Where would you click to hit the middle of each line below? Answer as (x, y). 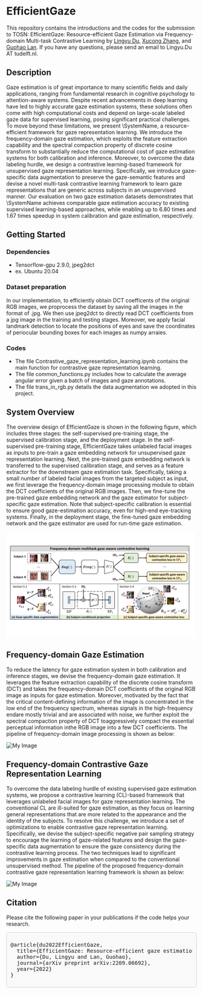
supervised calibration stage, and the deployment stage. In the (84, 440)
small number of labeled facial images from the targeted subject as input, (97, 478)
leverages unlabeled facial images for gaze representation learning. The (96, 801)
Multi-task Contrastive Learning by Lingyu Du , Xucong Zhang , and (109, 41)
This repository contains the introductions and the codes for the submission (101, 28)
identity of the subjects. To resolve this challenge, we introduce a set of (95, 820)
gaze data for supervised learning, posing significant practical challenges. (98, 119)
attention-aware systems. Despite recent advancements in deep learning (97, 100)
